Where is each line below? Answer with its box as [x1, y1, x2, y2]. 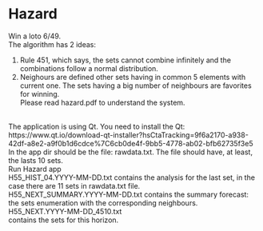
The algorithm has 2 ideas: [8, 39, 96, 49]
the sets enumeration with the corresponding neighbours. [8, 197, 198, 208]
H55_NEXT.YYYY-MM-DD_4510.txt [8, 206, 122, 216]
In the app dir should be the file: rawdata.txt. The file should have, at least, [8, 147, 253, 157]
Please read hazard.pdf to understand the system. [19, 98, 185, 107]
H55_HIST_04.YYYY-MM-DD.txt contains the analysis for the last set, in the [8, 173, 256, 182]
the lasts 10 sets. [8, 155, 64, 165]
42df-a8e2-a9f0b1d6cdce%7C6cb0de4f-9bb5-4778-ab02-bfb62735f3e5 [8, 138, 253, 148]
